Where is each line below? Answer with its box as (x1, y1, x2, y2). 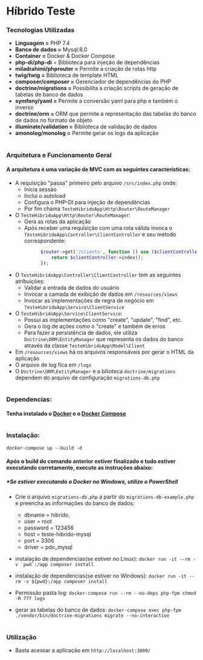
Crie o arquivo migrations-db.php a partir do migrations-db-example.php (14, 493, 195, 500)
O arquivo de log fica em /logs (14, 361, 92, 368)
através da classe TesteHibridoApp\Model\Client (24, 342, 145, 349)
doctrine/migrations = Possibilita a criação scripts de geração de (14, 85, 179, 92)
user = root (24, 518, 53, 525)
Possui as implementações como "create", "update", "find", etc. (24, 316, 182, 323)
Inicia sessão (24, 186, 57, 193)
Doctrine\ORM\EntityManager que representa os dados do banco (24, 335, 184, 342)
